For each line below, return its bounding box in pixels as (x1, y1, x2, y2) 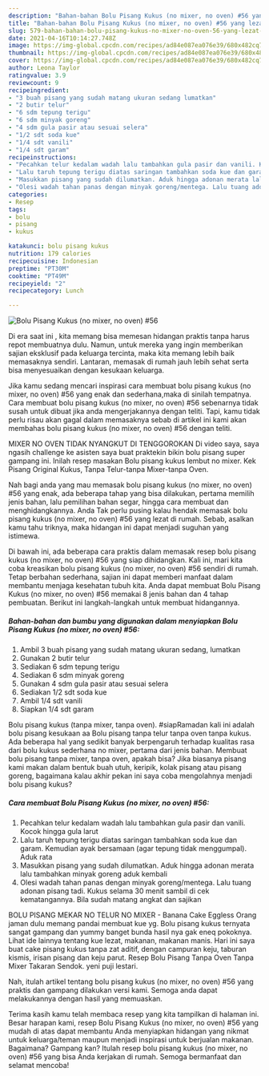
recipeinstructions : (8, 153, 78, 161)
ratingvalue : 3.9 (8, 71, 66, 79)
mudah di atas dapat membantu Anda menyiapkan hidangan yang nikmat (8, 1026, 250, 1036)
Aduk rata (19, 852, 53, 862)
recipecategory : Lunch (8, 287, 84, 295)
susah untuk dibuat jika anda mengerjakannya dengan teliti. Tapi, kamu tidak (8, 406, 260, 417)
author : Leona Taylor (8, 64, 81, 72)
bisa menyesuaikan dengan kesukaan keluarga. (8, 365, 165, 375)
